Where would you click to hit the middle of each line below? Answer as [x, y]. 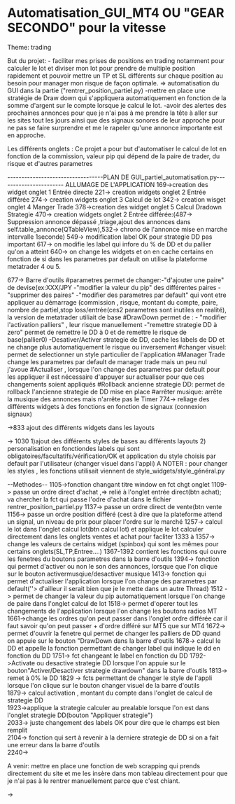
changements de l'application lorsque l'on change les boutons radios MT [112, 611]
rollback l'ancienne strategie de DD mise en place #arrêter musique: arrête [115, 391]
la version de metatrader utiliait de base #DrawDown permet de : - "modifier [117, 317]
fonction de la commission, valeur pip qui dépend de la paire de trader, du [114, 156]
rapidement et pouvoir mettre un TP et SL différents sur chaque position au [115, 76]
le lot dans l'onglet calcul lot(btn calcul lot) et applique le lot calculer [106, 529]
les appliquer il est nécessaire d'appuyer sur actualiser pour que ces [106, 377]
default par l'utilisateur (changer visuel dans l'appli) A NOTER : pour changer [117, 463]
